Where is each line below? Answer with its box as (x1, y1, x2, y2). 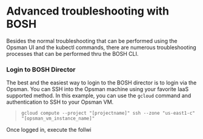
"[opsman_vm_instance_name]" (21, 115, 95, 122)
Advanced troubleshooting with (6, 4, 170, 18)
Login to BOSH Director (6, 65, 76, 73)
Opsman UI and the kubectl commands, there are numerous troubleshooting (6, 44, 197, 51)
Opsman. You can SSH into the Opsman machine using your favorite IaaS (6, 86, 189, 93)
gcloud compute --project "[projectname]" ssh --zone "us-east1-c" (21, 110, 195, 117)
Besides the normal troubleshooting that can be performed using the (6, 37, 178, 44)
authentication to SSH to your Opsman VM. (6, 98, 114, 106)
